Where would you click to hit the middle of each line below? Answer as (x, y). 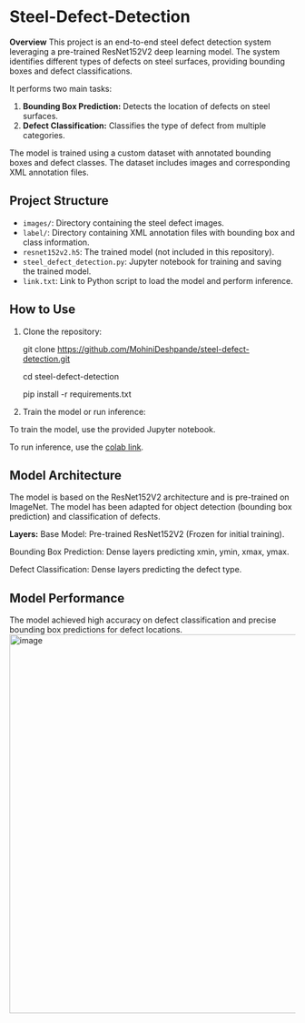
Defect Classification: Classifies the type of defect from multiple (144, 126)
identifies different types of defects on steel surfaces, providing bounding (148, 61)
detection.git (46, 359)
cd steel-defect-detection (71, 376)
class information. (56, 242)
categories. (44, 135)
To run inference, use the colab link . (76, 447)
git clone (39, 349)
